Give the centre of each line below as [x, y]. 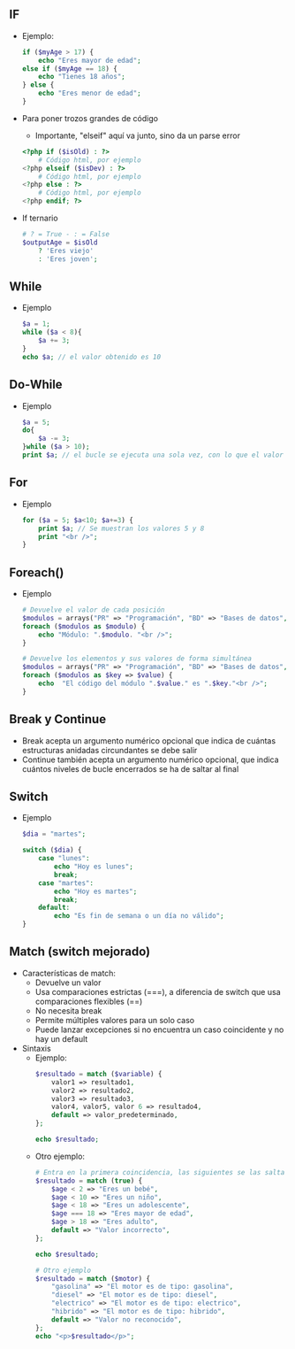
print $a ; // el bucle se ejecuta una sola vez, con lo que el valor [153, 455]
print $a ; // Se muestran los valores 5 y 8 [121, 528]
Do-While [36, 385]
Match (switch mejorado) [80, 952]
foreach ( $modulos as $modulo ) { [83, 626]
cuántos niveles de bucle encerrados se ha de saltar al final [130, 768]
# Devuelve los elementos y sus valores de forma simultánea [137, 659]
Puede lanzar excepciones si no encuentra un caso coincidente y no [159, 1029]
